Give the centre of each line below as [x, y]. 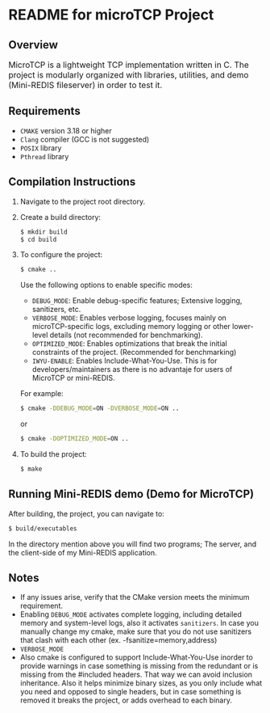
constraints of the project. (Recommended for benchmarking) [134, 352]
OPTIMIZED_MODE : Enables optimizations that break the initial [129, 344]
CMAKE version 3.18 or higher [66, 130]
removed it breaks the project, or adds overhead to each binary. [126, 700]
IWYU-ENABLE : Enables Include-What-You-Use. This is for [125, 361]
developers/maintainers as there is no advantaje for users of [132, 369]
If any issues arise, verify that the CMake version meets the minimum [135, 597]
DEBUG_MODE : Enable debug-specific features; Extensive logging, [137, 301]
